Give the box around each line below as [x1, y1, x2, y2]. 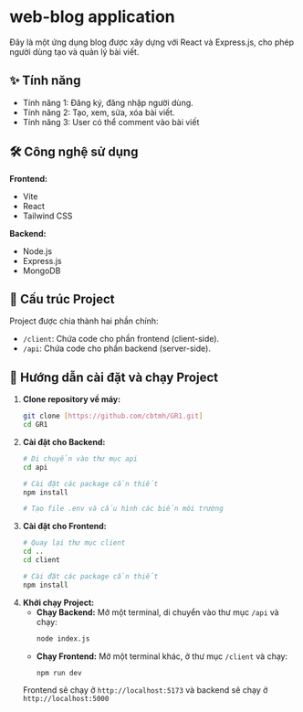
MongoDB [22, 265, 61, 276]
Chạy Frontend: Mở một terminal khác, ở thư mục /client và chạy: [36, 651, 288, 662]
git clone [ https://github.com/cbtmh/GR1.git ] [22, 411, 204, 421]
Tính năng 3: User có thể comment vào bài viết [22, 116, 200, 127]
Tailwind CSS [22, 210, 73, 221]
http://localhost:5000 [22, 695, 110, 704]
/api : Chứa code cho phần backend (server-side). [22, 343, 212, 354]
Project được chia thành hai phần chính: [9, 315, 159, 326]
